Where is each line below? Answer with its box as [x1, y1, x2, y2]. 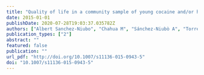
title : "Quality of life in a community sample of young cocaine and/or [6, 8, 194, 15]
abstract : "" [6, 37, 39, 43]
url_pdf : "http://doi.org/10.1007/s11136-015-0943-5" [6, 54, 146, 60]
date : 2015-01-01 [6, 15, 50, 21]
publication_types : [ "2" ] [6, 31, 72, 37]
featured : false [6, 43, 47, 49]
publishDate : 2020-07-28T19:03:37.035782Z [6, 20, 115, 26]
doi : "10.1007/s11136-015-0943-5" [6, 59, 94, 65]
